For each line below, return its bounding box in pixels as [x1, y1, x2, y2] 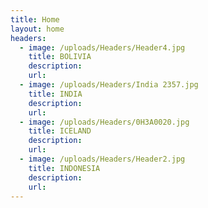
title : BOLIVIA [28, 52, 92, 62]
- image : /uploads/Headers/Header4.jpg [19, 42, 186, 53]
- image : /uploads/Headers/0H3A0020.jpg [19, 117, 190, 127]
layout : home [10, 24, 65, 34]
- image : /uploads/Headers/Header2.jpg [19, 154, 186, 164]
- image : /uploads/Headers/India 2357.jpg [19, 80, 199, 90]
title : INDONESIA [28, 163, 101, 173]
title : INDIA [28, 89, 83, 99]
